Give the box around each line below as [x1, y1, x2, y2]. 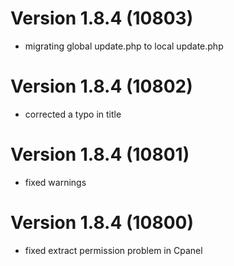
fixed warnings [24, 176, 87, 188]
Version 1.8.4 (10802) [10, 75, 193, 98]
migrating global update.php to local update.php [24, 40, 224, 52]
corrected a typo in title [24, 108, 122, 120]
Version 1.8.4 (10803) [10, 7, 194, 30]
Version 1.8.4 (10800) [10, 212, 195, 234]
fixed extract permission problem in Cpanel [24, 244, 203, 256]
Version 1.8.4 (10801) [10, 143, 190, 166]
